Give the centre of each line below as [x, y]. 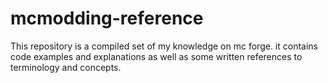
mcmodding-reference [107, 18]
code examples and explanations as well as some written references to [156, 56]
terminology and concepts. [66, 67]
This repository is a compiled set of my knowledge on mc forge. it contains [164, 46]
